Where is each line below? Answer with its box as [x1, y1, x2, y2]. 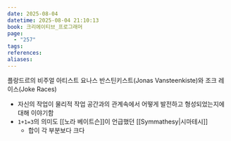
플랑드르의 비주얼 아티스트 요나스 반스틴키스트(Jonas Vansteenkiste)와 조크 [7, 76, 217, 84]
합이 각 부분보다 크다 [27, 126, 85, 134]
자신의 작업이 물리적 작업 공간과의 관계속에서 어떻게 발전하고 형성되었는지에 [17, 100, 225, 108]
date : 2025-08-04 [7, 10, 58, 18]
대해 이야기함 [17, 108, 54, 116]
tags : [7, 43, 23, 50]
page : [7, 29, 23, 37]
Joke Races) [20, 85, 58, 93]
